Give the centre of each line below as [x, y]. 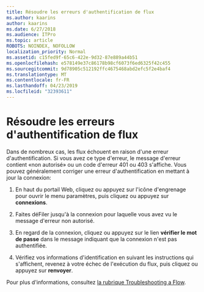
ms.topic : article [30, 40]
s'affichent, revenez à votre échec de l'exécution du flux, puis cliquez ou [107, 264]
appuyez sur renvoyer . [44, 270]
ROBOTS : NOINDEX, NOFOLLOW [41, 46]
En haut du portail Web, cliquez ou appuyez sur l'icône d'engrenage [100, 189]
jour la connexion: [29, 177]
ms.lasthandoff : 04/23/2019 [42, 86]
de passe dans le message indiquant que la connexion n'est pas [96, 239]
